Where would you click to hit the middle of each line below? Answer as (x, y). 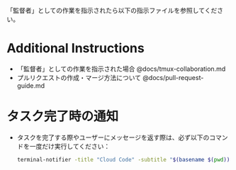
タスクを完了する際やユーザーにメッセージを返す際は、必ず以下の (113, 137)
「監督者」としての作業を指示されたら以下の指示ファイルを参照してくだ (112, 10)
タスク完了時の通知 (63, 117)
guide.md (31, 85)
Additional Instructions (75, 49)
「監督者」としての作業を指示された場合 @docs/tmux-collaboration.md (121, 69)
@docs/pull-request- (173, 77)
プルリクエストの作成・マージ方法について (79, 77)
